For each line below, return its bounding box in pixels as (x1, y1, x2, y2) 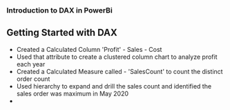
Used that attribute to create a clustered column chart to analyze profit (16, 53, 218, 61)
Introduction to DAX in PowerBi (6, 6, 113, 15)
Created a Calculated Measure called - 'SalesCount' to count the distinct (16, 67, 223, 75)
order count (16, 75, 50, 83)
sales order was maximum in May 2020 (16, 89, 129, 98)
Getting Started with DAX (6, 27, 118, 39)
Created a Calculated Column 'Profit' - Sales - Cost (16, 45, 162, 53)
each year (16, 59, 46, 68)
